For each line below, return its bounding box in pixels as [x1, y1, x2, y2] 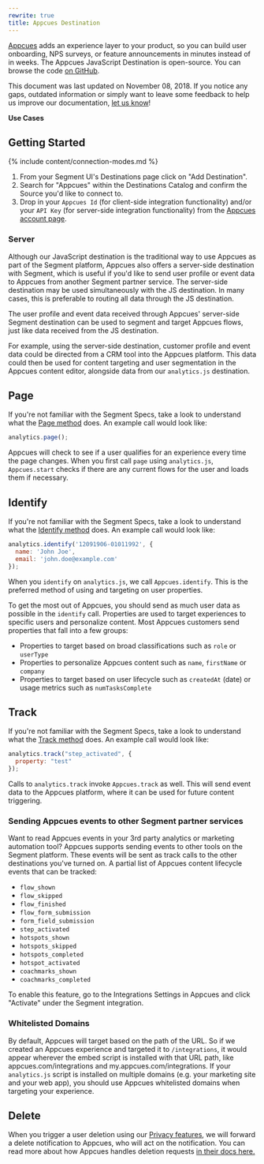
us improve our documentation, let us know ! [8, 98, 151, 107]
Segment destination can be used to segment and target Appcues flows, [8, 317, 244, 327]
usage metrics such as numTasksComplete [19, 683, 152, 692]
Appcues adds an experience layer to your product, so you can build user [8, 40, 247, 50]
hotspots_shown [19, 934, 70, 942]
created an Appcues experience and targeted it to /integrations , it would [8, 1044, 247, 1054]
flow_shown [19, 884, 56, 892]
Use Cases [8, 113, 45, 122]
